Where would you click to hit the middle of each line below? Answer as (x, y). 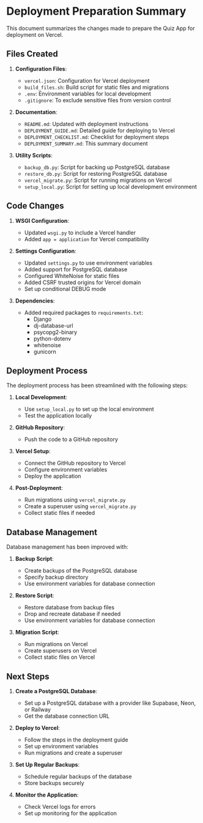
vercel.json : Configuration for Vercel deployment (87, 80)
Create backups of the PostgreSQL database (81, 571)
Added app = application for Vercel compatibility (87, 239)
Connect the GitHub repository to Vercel (75, 463)
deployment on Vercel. (35, 34)
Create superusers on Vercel (60, 651)
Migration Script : (37, 633)
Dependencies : (35, 301)
